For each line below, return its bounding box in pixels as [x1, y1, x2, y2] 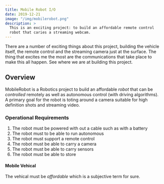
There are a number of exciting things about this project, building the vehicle [5, 44, 160, 49]
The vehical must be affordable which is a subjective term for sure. [5, 174, 141, 180]
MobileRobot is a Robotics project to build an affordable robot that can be [5, 86, 153, 92]
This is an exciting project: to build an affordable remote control [9, 26, 154, 30]
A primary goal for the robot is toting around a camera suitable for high [5, 97, 148, 103]
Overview [5, 73, 36, 81]
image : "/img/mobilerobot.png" [5, 16, 69, 21]
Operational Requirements [5, 114, 70, 121]
